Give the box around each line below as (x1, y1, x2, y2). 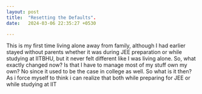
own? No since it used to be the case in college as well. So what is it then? (6, 68, 192, 75)
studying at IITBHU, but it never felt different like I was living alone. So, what (6, 55, 196, 62)
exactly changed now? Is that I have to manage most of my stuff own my (6, 61, 187, 69)
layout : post (6, 8, 39, 15)
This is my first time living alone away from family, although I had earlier (6, 42, 186, 49)
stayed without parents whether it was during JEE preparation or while (6, 49, 182, 56)
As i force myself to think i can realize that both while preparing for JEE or (6, 74, 191, 82)
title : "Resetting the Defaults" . (6, 15, 96, 21)
